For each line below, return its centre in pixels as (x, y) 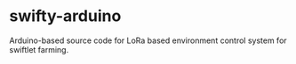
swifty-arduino (65, 16)
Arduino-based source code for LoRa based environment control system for (148, 40)
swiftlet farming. (39, 49)
